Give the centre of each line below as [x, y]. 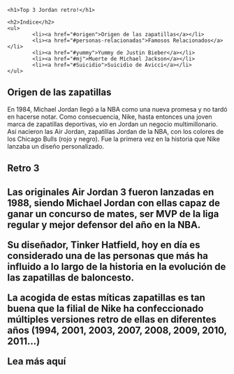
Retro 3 [23, 169]
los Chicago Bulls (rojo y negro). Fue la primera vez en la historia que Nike [114, 139]
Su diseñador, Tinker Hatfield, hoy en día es [104, 245]
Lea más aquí [37, 361]
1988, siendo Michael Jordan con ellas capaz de [114, 203]
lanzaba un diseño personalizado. [56, 146]
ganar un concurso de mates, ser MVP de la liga [113, 214]
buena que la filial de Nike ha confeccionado [105, 308]
